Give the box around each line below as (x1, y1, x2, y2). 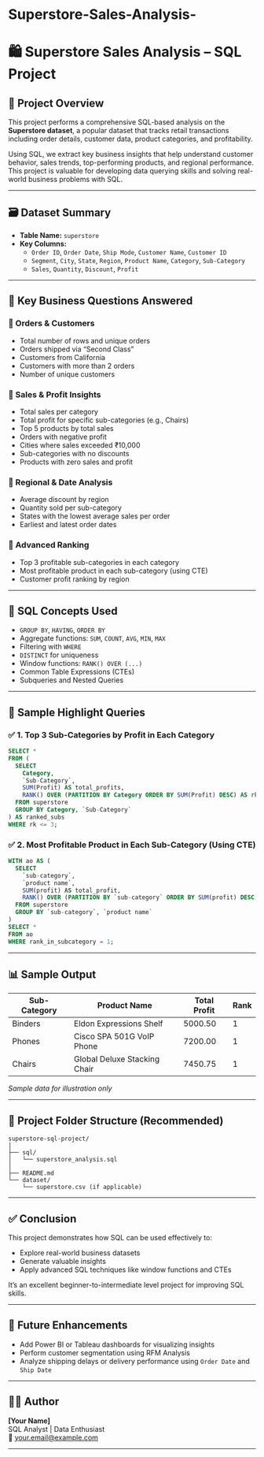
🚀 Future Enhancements (8, 1318, 128, 1332)
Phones (12, 1036, 41, 1047)
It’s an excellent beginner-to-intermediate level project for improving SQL (8, 1280, 244, 1289)
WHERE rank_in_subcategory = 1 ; (8, 938, 114, 946)
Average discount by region (19, 495, 109, 504)
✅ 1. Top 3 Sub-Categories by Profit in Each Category (8, 729, 214, 740)
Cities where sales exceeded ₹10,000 (19, 440, 141, 450)
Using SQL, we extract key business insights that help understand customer (8, 150, 254, 159)
